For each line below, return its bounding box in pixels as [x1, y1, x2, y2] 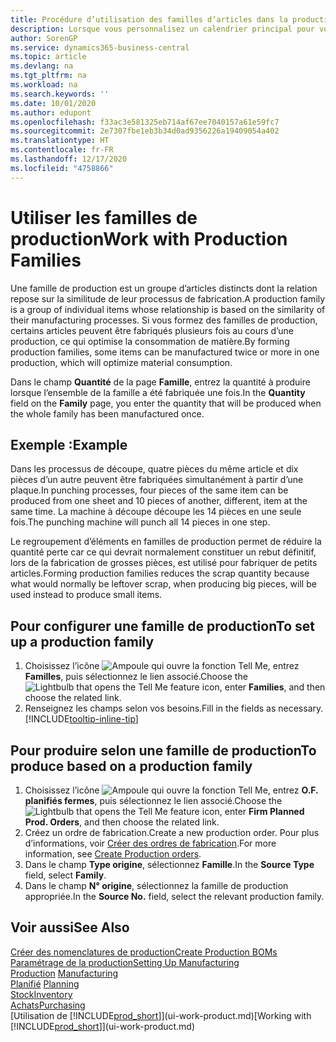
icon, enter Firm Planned [201, 806, 305, 817]
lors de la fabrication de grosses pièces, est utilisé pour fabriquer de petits [10, 557, 318, 569]
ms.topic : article [10, 52, 87, 62]
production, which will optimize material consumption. [10, 356, 233, 368]
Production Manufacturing [10, 967, 119, 979]
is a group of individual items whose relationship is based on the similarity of [10, 303, 326, 315]
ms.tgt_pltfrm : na [10, 71, 87, 81]
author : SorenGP [10, 33, 78, 43]
